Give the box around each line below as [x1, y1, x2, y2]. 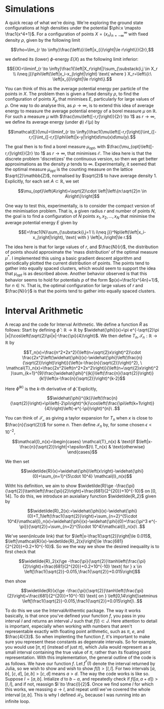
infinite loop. [5, 698, 30, 705]
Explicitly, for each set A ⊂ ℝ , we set [5, 178, 79, 184]
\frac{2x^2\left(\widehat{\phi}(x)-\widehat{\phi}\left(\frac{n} [22, 354, 143, 360]
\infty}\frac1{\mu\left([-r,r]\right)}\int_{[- [76, 129, 157, 135]
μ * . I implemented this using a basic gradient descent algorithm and [5, 254, 141, 261]
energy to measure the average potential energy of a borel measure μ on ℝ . [5, 108, 158, 114]
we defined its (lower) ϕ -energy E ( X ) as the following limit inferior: [5, 56, 139, 62]
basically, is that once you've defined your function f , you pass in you [5, 612, 145, 619]
